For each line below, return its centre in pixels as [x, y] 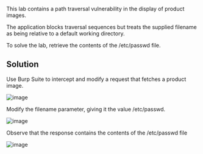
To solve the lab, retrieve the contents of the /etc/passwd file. [84, 45]
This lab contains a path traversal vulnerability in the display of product [95, 9]
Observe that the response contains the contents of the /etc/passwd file [97, 133]
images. [16, 15]
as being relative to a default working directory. [66, 33]
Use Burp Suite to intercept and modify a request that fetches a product [96, 79]
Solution [23, 64]
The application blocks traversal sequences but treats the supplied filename [101, 27]
